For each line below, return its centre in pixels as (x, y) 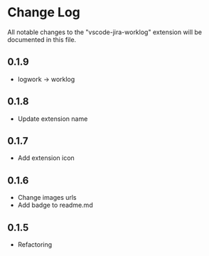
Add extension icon (46, 158)
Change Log (44, 12)
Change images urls (47, 198)
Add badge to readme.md (55, 205)
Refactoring (35, 245)
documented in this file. (42, 39)
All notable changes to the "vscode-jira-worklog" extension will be (105, 32)
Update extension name (53, 119)
